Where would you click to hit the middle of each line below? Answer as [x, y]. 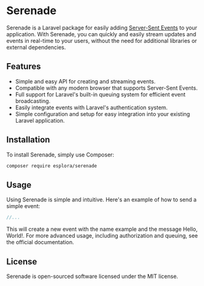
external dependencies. [36, 47]
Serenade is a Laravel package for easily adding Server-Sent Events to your [102, 28]
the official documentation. [40, 242]
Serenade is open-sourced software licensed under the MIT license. [93, 276]
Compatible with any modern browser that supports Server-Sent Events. [106, 88]
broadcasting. [33, 101]
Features [24, 67]
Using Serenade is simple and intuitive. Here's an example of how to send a [102, 199]
